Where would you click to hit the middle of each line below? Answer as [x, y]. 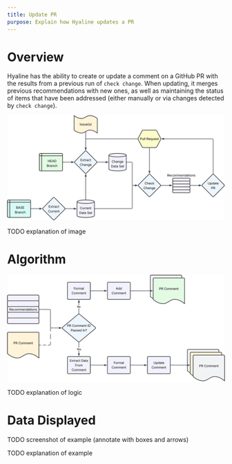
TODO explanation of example [50, 453]
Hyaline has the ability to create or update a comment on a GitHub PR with [113, 76]
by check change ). [32, 106]
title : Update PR [32, 15]
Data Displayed [51, 420]
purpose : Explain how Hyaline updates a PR [71, 22]
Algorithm [37, 259]
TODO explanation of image [47, 231]
